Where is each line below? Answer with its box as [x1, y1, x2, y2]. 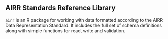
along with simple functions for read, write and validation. [5, 27, 125, 34]
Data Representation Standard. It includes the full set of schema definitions [5, 22, 162, 28]
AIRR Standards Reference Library [5, 4, 116, 12]
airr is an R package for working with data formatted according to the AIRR [5, 17, 163, 23]
